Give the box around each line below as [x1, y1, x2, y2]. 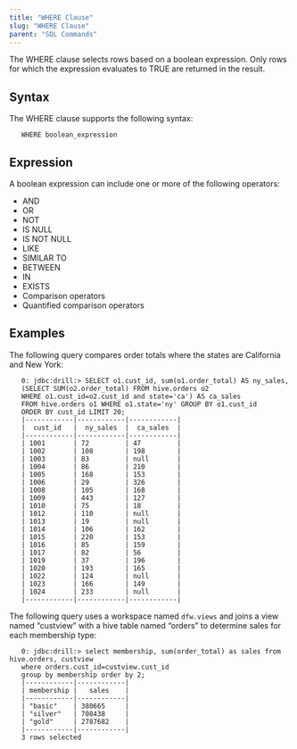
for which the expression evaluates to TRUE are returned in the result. [9, 63, 266, 74]
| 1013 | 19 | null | [21, 517, 181, 526]
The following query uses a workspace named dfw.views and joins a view [9, 611, 279, 621]
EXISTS [21, 281, 51, 291]
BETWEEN [21, 262, 61, 272]
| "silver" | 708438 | [21, 709, 129, 719]
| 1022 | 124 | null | [21, 571, 181, 580]
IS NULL [21, 224, 54, 235]
